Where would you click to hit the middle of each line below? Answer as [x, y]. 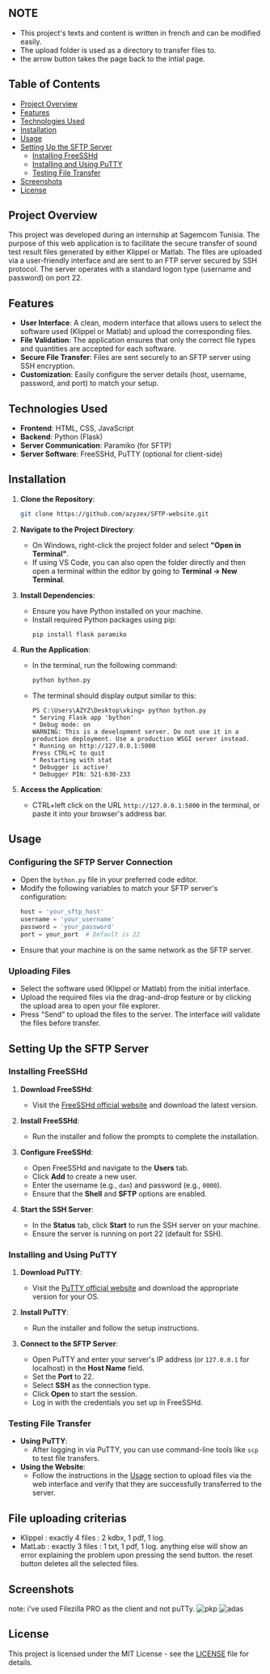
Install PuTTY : [44, 1312]
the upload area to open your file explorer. [90, 1006]
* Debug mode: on [61, 725]
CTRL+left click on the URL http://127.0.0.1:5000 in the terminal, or [146, 805]
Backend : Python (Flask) [61, 437]
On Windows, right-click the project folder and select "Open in [137, 545]
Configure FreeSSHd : [57, 1152]
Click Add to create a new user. [84, 1176]
